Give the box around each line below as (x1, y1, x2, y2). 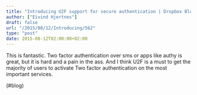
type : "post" (6, 30, 38, 36)
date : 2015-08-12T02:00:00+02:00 (6, 36, 88, 42)
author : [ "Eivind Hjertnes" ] (6, 14, 77, 20)
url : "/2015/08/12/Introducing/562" (6, 25, 96, 31)
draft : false (6, 19, 38, 25)
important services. (6, 71, 53, 77)
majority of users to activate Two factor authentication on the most (6, 65, 167, 71)
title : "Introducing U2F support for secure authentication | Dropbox (6, 8, 182, 15)
